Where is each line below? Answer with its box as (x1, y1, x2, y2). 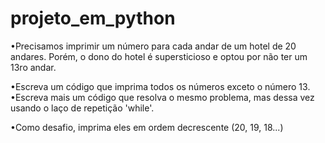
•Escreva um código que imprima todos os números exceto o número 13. (10, 80, 311, 92)
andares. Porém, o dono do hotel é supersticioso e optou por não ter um (10, 50, 308, 62)
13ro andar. (10, 61, 57, 73)
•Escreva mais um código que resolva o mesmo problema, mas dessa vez (10, 91, 315, 103)
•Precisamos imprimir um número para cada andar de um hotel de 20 (10, 40, 297, 52)
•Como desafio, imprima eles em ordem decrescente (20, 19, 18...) (10, 121, 284, 133)
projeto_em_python (10, 7, 176, 30)
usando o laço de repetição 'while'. (10, 102, 155, 114)
